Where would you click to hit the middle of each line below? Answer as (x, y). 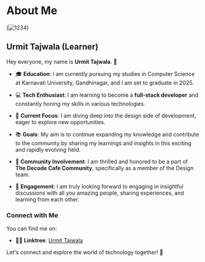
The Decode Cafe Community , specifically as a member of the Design (104, 168)
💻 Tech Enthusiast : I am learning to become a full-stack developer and (107, 95)
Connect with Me (32, 215)
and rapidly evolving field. (48, 149)
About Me (32, 11)
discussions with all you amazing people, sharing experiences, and (99, 193)
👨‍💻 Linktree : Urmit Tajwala (49, 241)
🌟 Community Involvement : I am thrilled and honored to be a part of (102, 161)
